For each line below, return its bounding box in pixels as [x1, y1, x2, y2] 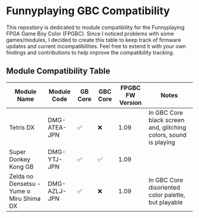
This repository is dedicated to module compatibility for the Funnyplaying [6, 24, 185, 31]
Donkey [9, 155, 31, 163]
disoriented [148, 183, 181, 191]
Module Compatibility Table [6, 66, 111, 76]
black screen [148, 116, 185, 124]
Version [119, 98, 142, 107]
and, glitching [148, 123, 187, 132]
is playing [148, 138, 175, 146]
